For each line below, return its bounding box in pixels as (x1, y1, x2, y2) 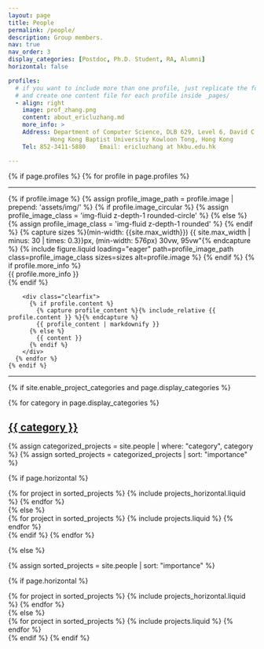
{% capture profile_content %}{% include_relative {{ (36, 306, 216, 315)
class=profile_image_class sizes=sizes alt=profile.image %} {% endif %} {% (8, 253, 255, 262)
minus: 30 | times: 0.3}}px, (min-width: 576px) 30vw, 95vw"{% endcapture (8, 235, 251, 245)
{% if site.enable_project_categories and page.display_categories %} (8, 382, 231, 392)
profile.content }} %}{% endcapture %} (8, 313, 139, 321)
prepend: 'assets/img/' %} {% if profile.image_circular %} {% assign (8, 202, 229, 212)
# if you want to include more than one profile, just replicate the (15, 84, 247, 92)
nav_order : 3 (8, 48, 51, 56)
